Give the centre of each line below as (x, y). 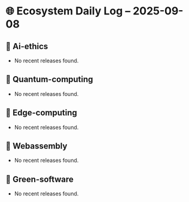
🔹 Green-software (40, 179)
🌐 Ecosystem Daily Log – (68, 11)
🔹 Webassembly (36, 146)
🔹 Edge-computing (41, 113)
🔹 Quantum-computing (49, 79)
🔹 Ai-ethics (27, 46)
